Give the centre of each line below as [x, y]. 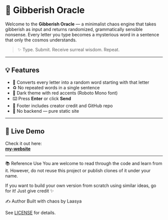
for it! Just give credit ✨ [29, 191]
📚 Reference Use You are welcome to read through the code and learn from [84, 163]
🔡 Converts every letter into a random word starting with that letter [81, 82]
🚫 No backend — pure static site [45, 111]
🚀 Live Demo [25, 131]
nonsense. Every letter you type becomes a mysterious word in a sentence [82, 34]
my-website [18, 149]
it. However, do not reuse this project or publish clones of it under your [78, 170]
